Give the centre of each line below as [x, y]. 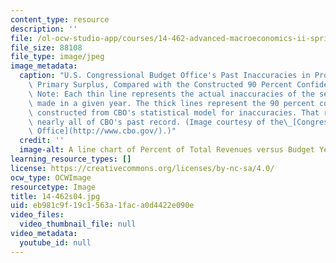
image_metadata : [44, 66]
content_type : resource [60, 19]
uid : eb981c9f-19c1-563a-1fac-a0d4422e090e [102, 206]
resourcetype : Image [53, 187]
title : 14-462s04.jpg [55, 196]
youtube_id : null [55, 242]
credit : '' [42, 141]
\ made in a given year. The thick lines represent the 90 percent [171, 103]
